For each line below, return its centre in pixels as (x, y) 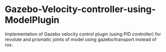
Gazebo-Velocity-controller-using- (80, 9)
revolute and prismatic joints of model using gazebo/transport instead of (81, 39)
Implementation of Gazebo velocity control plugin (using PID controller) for (83, 34)
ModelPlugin (32, 20)
